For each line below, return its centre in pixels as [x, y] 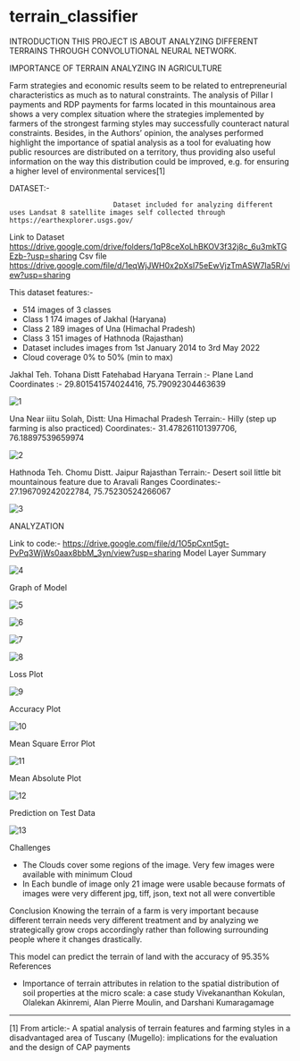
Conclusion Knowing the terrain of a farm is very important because [134, 911]
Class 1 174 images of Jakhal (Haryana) [94, 318]
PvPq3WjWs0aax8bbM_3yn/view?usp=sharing [95, 553]
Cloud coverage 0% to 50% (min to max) [98, 357]
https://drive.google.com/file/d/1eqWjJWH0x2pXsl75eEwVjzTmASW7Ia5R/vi [150, 265]
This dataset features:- [51, 292]
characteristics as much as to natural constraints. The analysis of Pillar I [142, 95]
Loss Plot [26, 674]
